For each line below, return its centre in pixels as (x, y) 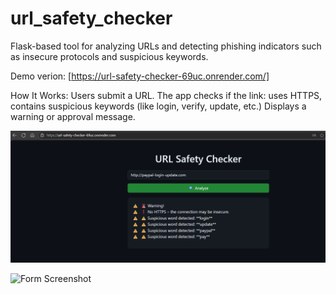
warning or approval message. (73, 116)
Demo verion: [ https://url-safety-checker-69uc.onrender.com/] (140, 76)
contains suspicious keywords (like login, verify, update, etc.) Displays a (158, 106)
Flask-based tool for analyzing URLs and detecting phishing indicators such (166, 46)
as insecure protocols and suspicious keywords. (109, 56)
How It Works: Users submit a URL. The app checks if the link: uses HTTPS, (166, 95)
